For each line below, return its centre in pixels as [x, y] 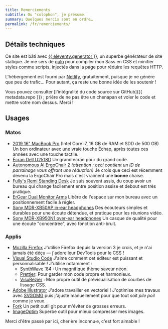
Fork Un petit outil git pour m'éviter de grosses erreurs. [69, 306]
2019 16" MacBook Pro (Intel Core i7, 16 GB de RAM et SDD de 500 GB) [86, 143]
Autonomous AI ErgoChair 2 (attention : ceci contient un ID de [76, 165]
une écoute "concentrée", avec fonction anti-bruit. [64, 224]
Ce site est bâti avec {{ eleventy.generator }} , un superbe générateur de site [84, 56]
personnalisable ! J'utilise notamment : [52, 264]
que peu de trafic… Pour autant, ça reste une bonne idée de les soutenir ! [81, 82]
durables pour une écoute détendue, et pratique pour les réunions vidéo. [88, 213]
